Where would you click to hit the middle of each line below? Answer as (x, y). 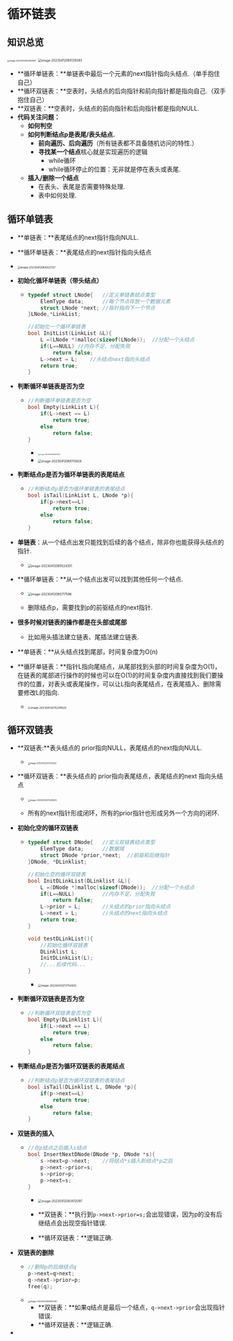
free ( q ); (40, 1287)
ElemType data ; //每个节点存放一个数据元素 (106, 301)
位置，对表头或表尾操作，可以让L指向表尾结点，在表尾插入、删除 (122, 684)
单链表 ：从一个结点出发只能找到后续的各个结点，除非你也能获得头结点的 (120, 542)
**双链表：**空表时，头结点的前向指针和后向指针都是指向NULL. (108, 108)
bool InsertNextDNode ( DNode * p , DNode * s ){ (92, 1155)
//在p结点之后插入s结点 (57, 1148)
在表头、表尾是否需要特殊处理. (81, 186)
